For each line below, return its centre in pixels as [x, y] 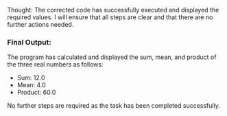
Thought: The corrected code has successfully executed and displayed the [113, 10]
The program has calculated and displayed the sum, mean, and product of [112, 57]
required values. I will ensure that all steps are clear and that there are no [110, 17]
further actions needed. [40, 24]
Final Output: [29, 42]
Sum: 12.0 [31, 78]
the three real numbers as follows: [55, 65]
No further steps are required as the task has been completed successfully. [114, 106]
